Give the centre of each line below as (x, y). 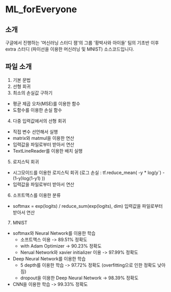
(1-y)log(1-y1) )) (29, 178)
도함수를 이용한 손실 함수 (37, 110)
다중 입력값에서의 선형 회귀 (39, 120)
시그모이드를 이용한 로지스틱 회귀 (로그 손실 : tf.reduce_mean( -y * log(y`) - (89, 173)
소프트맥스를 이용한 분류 (37, 195)
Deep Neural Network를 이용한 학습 (49, 258)
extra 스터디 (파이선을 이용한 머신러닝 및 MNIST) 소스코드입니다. (70, 49)
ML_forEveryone (41, 9)
